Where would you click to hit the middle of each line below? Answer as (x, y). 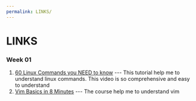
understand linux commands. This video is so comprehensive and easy (102, 79)
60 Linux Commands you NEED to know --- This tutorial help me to (97, 72)
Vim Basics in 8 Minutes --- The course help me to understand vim (97, 91)
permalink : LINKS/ (29, 12)
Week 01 (19, 59)
